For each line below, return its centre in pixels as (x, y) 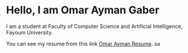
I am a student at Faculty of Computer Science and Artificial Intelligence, (94, 26)
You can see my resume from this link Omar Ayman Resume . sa (83, 44)
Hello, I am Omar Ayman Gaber (83, 10)
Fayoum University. (30, 32)
